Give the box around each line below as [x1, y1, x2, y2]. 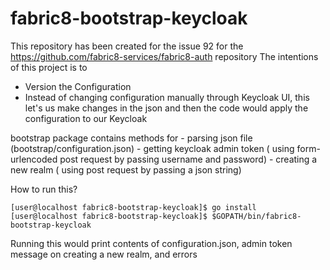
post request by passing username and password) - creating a [59, 153, 318, 165]
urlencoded [10, 153, 58, 165]
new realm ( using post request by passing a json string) [10, 163, 242, 176]
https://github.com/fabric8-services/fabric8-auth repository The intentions [10, 50, 319, 62]
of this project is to [10, 61, 88, 73]
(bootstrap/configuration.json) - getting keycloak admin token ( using [10, 142, 295, 154]
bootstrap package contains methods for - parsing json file [10, 132, 253, 144]
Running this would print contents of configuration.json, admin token [10, 237, 293, 249]
